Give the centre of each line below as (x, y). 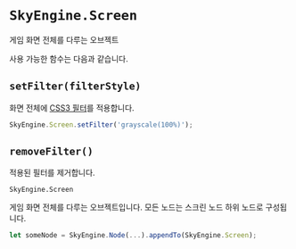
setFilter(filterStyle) (75, 86)
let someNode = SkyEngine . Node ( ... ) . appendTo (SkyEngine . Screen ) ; (133, 236)
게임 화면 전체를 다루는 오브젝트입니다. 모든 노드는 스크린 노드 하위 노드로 (136, 207)
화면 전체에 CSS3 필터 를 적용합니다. (72, 108)
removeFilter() (51, 152)
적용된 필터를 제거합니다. (52, 173)
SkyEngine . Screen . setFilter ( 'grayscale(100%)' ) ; (101, 124)
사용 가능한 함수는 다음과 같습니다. (69, 58)
